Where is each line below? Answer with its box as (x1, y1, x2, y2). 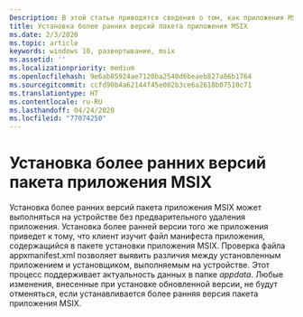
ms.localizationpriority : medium (9, 64, 135, 73)
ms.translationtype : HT (9, 89, 99, 98)
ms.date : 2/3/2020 (9, 30, 78, 39)
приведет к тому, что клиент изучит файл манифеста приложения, (9, 231, 266, 242)
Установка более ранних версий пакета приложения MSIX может (9, 202, 262, 213)
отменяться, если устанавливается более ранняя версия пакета (9, 288, 259, 299)
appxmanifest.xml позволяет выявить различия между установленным (9, 250, 281, 261)
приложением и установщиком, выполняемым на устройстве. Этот (9, 259, 271, 271)
